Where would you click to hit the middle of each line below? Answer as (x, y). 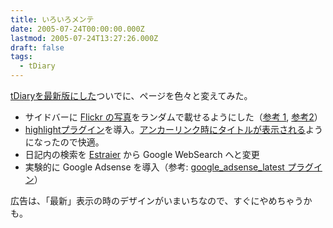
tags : (21, 57)
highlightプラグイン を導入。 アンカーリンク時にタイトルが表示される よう (174, 129)
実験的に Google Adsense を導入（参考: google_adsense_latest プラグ (169, 167)
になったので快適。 (64, 142)
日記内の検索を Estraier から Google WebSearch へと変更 (142, 154)
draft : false (37, 47)
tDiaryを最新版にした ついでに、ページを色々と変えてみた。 (131, 95)
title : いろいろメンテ (52, 19)
